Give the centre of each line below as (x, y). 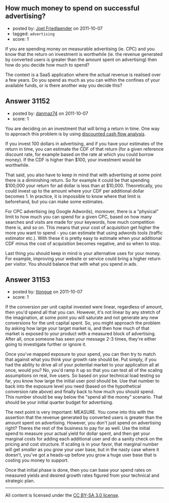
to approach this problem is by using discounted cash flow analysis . (75, 134)
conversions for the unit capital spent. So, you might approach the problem (83, 323)
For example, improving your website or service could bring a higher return (83, 259)
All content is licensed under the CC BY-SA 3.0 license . (62, 495)
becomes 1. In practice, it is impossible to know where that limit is (73, 196)
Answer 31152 (28, 101)
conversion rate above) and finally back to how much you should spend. (80, 392)
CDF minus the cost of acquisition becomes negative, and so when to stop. (83, 243)
